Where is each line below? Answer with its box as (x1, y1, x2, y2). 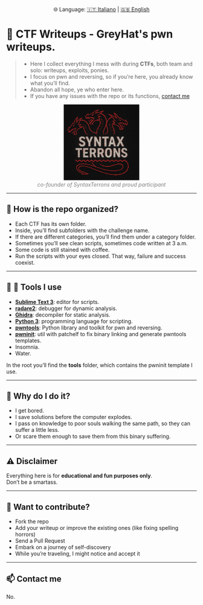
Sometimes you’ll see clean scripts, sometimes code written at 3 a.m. (14, 239, 188, 246)
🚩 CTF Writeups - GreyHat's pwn (6, 27, 173, 41)
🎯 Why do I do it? (6, 391, 71, 401)
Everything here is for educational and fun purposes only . (6, 472, 153, 480)
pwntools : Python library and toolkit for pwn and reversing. (14, 324, 163, 331)
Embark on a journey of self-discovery (14, 544, 111, 550)
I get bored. (14, 407, 44, 414)
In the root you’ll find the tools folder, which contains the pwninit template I (6, 361, 193, 369)
